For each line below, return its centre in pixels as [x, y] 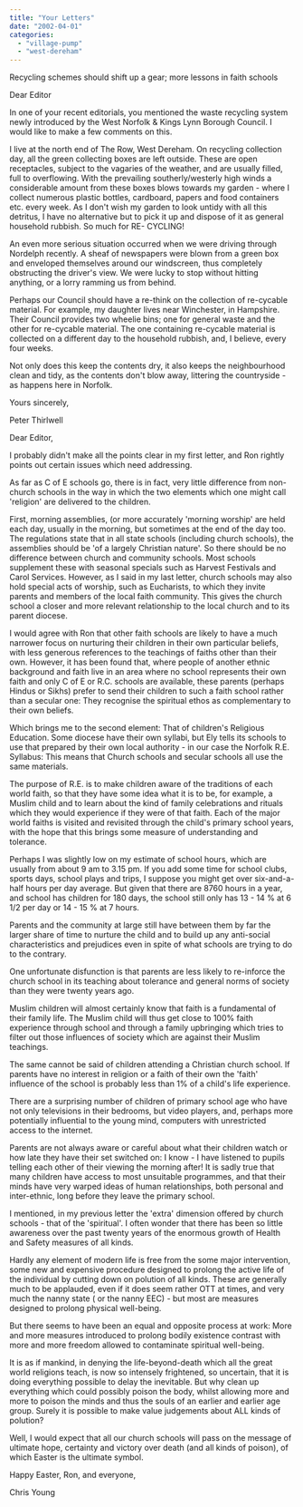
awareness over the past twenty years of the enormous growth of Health [145, 1233]
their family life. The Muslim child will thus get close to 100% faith [131, 1018]
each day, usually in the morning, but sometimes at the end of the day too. [148, 529]
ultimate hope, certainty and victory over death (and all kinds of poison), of [149, 1448]
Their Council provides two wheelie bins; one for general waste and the [142, 319]
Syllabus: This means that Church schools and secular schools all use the [146, 757]
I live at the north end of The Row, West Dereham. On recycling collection [146, 150]
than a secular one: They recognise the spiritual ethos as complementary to [150, 701]
